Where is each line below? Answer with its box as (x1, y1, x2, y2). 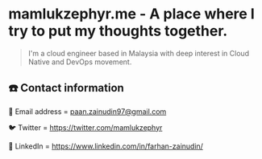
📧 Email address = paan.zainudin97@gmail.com (8, 106, 167, 116)
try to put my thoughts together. (8, 22, 228, 40)
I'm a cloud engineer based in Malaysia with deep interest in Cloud (27, 48, 250, 58)
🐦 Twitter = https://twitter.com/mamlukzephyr (8, 122, 163, 132)
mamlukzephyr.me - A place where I (8, 5, 256, 23)
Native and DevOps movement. (27, 57, 132, 67)
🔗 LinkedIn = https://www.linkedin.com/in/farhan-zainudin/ (8, 141, 204, 151)
